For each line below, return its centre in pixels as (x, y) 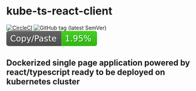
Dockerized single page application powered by (98, 63)
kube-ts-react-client (59, 11)
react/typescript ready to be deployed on (86, 73)
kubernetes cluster (43, 82)
